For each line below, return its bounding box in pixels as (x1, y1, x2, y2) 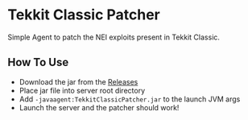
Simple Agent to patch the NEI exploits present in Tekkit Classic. (7, 32, 221, 42)
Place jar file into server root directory (19, 85, 146, 95)
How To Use (7, 56, 69, 69)
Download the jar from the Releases (19, 77, 138, 86)
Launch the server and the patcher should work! (19, 102, 180, 112)
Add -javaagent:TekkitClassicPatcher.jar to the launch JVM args (19, 94, 241, 104)
